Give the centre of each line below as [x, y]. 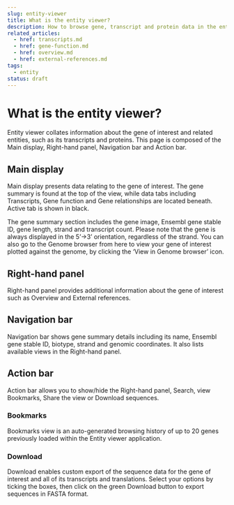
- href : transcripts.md [48, 40]
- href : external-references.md [61, 59]
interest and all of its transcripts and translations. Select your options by [110, 479]
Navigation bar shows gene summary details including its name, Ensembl [112, 337]
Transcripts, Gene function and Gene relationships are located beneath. [110, 201]
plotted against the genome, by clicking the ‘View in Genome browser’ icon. [116, 251]
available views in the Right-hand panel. [64, 351]
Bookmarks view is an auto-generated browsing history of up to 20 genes [113, 431]
